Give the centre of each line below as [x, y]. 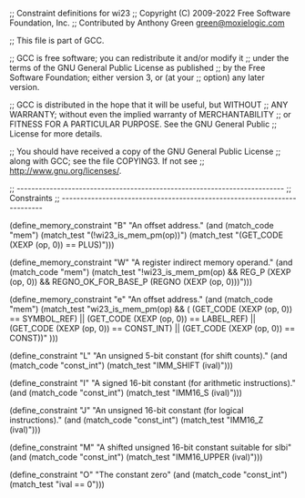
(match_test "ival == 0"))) [57, 484]
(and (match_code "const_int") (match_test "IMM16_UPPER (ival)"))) [136, 457]
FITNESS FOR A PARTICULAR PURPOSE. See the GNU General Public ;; [143, 124]
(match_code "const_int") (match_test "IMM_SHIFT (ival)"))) [122, 365]
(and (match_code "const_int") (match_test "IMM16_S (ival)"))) [126, 392]
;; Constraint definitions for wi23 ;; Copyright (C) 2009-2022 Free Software [150, 13]
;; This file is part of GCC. [57, 41]
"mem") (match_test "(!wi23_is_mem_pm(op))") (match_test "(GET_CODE [147, 235]
